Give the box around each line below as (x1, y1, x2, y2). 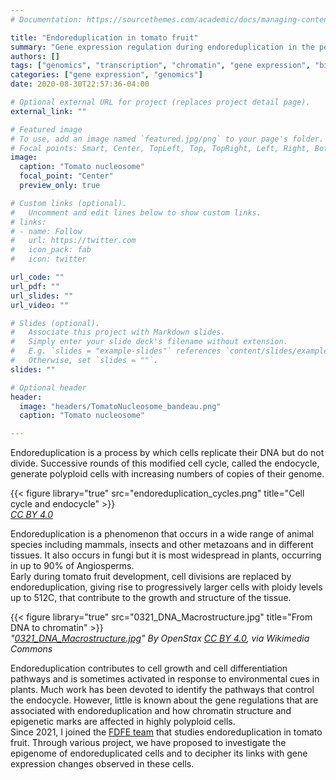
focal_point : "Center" (19, 171, 114, 181)
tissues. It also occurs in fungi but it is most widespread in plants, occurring (10, 549, 322, 561)
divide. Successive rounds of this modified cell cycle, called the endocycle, (10, 457, 320, 470)
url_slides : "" (10, 291, 74, 301)
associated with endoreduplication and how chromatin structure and (10, 705, 292, 717)
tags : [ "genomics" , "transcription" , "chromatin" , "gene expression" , (10, 61, 311, 71)
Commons (10, 643, 53, 655)
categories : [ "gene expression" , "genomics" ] (10, 70, 203, 80)
